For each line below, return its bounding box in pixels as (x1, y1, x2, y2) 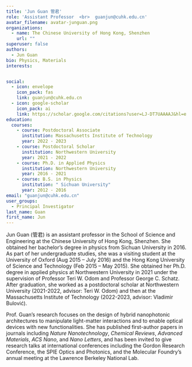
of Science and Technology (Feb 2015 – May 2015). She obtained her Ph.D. (6, 262, 186, 269)
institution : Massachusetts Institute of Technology (21, 133, 153, 139)
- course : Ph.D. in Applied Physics (16, 160, 106, 166)
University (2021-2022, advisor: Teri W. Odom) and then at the (6, 288, 156, 295)
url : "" (16, 36, 35, 41)
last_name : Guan (6, 209, 46, 215)
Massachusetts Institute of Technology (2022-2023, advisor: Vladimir (6, 293, 173, 301)
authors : (6, 47, 27, 53)
